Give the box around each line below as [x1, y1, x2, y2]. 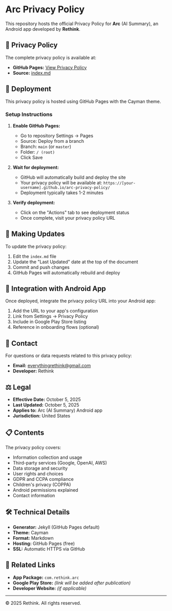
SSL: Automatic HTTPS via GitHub [12, 545, 85, 552]
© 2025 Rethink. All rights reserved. [5, 600, 81, 606]
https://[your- [103, 180, 136, 185]
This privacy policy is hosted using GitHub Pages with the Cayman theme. [5, 98, 161, 104]
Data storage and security [12, 465, 68, 471]
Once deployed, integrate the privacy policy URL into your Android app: [5, 298, 156, 304]
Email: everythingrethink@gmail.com [12, 363, 91, 369]
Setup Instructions [5, 111, 53, 118]
